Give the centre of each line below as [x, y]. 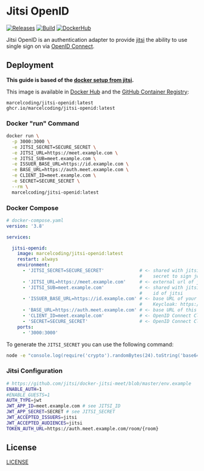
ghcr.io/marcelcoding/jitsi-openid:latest [61, 108]
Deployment [30, 65]
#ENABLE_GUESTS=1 [28, 395]
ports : [25, 327]
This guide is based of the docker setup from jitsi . [70, 80]
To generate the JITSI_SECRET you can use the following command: [90, 344]
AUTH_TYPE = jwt [24, 401]
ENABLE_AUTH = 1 [24, 389]
